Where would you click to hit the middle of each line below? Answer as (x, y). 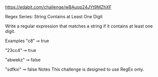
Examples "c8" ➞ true (27, 41)
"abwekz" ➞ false (23, 60)
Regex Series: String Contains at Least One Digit (54, 16)
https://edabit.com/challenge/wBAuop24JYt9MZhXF (58, 7)
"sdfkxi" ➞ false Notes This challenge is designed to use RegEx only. (75, 69)
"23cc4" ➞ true (21, 50)
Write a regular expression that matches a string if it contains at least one (79, 26)
